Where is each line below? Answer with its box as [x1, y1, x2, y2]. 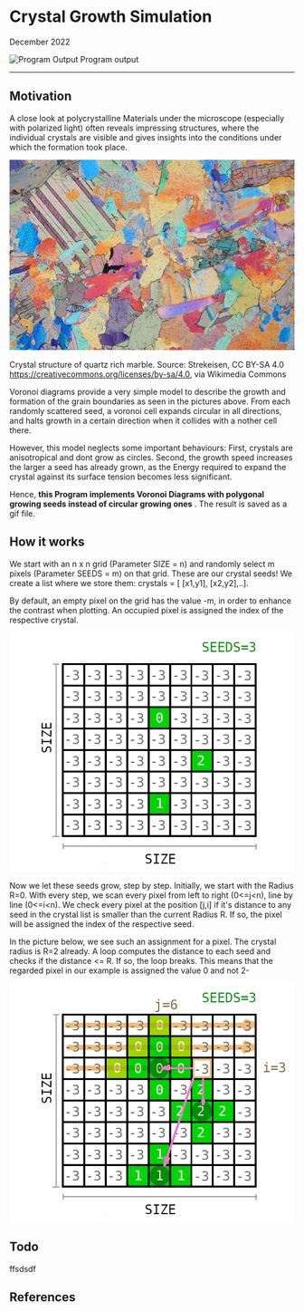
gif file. [9, 508, 36, 518]
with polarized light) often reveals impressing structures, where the [9, 122, 260, 133]
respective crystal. [9, 614, 79, 625]
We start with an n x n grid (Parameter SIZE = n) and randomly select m [9, 558, 275, 569]
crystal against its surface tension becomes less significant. [9, 471, 233, 482]
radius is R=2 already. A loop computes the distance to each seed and [9, 945, 271, 957]
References [9, 1289, 76, 1306]
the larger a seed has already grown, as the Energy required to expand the [9, 462, 287, 472]
